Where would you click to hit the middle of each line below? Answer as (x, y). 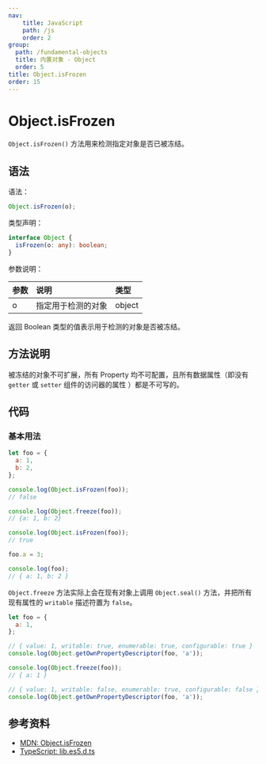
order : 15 (25, 82)
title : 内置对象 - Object (56, 60)
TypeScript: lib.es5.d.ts (57, 751)
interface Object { (40, 238)
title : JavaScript (53, 23)
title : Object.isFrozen (47, 74)
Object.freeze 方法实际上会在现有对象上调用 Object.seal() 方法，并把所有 (130, 592)
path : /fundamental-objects (62, 52)
